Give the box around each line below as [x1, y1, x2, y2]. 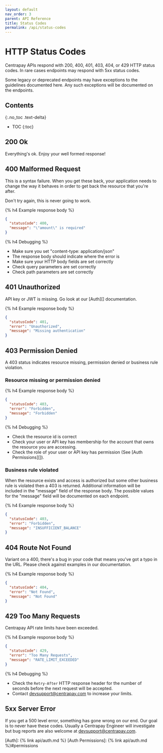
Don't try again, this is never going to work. [5, 198, 91, 204]
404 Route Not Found [5, 544, 71, 552]
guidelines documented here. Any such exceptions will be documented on [5, 82, 153, 88]
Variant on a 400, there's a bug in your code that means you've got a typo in [5, 556, 158, 563]
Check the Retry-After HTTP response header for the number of [12, 680, 142, 686]
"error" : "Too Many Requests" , [9, 653, 73, 658]
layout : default [5, 7, 38, 12]
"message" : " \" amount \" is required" [9, 226, 86, 230]
